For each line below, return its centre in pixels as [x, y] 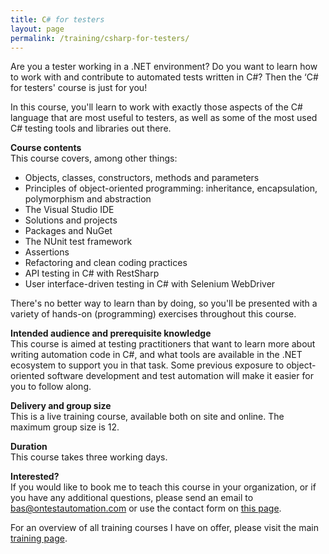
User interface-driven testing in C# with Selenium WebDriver [150, 284]
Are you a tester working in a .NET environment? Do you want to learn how [164, 67]
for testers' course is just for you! [79, 88]
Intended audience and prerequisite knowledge [111, 333]
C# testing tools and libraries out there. [91, 128]
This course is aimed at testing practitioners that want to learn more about [163, 344]
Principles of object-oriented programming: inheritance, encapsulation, [171, 188]
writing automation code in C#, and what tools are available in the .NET [156, 355]
